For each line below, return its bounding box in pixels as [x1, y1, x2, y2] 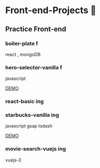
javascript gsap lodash [5, 123, 53, 129]
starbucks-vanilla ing [5, 111, 59, 118]
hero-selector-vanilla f [5, 64, 62, 71]
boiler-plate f [5, 40, 38, 47]
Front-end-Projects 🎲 [5, 5, 96, 16]
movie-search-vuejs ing [5, 145, 66, 152]
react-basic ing [5, 98, 44, 105]
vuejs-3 [5, 157, 22, 163]
